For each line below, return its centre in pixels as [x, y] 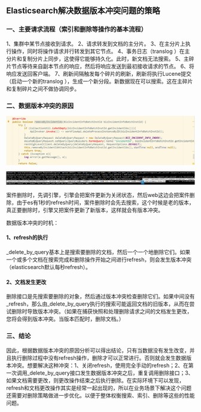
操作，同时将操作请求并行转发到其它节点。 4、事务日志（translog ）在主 [100, 51]
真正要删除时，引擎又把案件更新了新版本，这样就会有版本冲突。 [85, 210]
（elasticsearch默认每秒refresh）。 [48, 267]
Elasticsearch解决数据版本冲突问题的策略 [83, 11]
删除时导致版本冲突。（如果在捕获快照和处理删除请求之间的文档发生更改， [102, 312]
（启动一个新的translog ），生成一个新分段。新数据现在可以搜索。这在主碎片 [100, 81]
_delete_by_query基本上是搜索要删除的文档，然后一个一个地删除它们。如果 [98, 252]
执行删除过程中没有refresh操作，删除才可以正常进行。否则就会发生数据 [99, 358]
